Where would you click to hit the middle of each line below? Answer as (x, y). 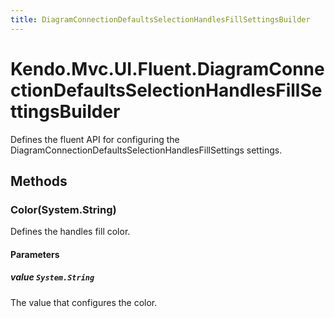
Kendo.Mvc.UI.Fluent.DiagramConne (167, 68)
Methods (39, 181)
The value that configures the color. (84, 302)
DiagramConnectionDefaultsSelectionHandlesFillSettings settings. (146, 150)
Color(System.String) (63, 209)
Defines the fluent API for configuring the (95, 139)
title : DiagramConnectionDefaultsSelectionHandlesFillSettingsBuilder (160, 19)
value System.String (52, 277)
